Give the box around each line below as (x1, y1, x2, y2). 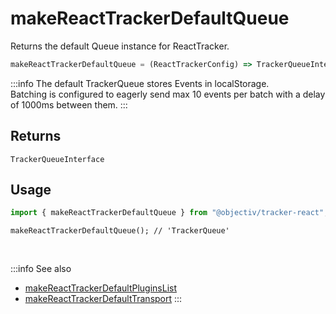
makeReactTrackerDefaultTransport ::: (24, 293, 183, 305)
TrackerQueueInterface (10, 154, 105, 164)
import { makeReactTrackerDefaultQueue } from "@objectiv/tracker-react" (10, 208, 325, 218)
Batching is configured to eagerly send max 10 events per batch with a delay (10, 88, 326, 100)
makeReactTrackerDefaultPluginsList (24, 282, 177, 294)
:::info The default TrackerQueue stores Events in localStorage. (10, 77, 270, 89)
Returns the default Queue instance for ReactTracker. (10, 40, 230, 52)
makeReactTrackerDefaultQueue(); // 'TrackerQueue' (10, 226, 230, 236)
